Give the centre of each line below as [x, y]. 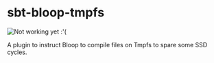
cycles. [17, 52]
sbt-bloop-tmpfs [56, 13]
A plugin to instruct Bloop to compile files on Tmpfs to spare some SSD [107, 45]
